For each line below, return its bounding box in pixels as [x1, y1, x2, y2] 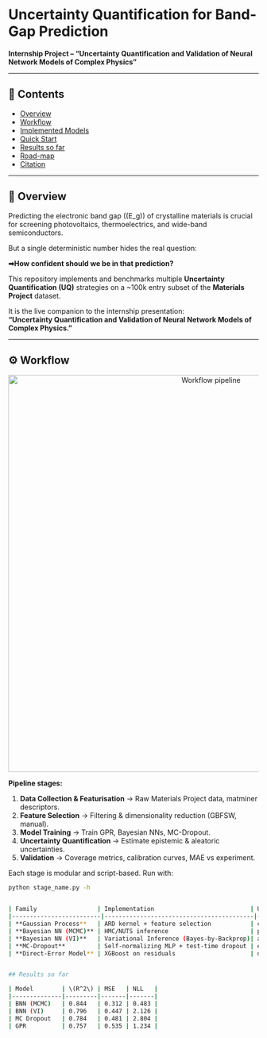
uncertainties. [19, 844, 65, 855]
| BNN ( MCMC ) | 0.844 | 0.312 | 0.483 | [8, 1000, 158, 1008]
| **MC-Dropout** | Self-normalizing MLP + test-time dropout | [8, 942, 254, 950]
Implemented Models [19, 125, 90, 135]
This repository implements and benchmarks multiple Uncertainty [8, 274, 225, 284]
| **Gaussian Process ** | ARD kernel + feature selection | [8, 920, 254, 928]
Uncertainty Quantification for [8, 6, 212, 24]
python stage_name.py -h [8, 884, 91, 892]
